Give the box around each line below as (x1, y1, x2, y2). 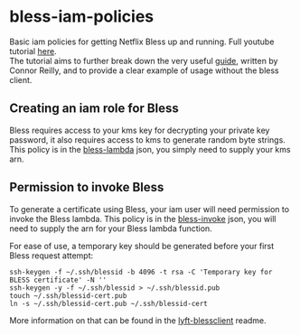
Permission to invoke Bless (9, 180, 164, 195)
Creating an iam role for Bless (9, 101, 179, 116)
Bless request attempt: (9, 250, 94, 261)
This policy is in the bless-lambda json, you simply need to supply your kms (9, 144, 291, 154)
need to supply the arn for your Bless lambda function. (9, 223, 212, 234)
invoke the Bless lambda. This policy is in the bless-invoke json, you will (9, 213, 277, 224)
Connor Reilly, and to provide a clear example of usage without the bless (9, 65, 279, 76)
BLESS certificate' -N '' (9, 275, 107, 284)
